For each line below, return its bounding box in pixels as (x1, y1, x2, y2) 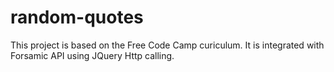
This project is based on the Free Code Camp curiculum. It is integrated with (10, 39, 325, 51)
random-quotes (10, 6, 144, 29)
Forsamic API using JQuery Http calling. (10, 49, 175, 61)
